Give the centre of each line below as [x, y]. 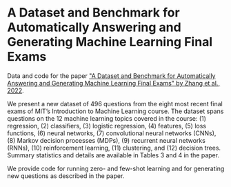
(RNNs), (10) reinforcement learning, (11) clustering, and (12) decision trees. [114, 148]
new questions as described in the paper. [66, 176]
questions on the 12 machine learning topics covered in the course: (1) [107, 118]
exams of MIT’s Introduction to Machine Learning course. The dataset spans [115, 111]
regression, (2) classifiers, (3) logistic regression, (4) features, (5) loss [107, 126]
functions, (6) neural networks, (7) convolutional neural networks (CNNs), [112, 133]
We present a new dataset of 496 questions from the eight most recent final [115, 104]
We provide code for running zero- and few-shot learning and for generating [116, 168]
